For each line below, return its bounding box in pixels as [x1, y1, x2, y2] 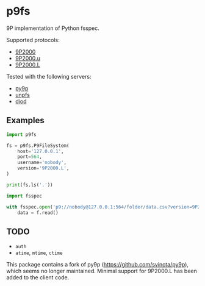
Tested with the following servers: [6, 73, 92, 80]
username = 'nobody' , [17, 160, 67, 166]
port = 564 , [17, 154, 43, 160]
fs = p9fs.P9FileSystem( [6, 142, 70, 149]
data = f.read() [17, 209, 59, 216]
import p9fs [6, 131, 37, 138]
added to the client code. [6, 274, 70, 281]
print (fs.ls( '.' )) [6, 182, 53, 188]
